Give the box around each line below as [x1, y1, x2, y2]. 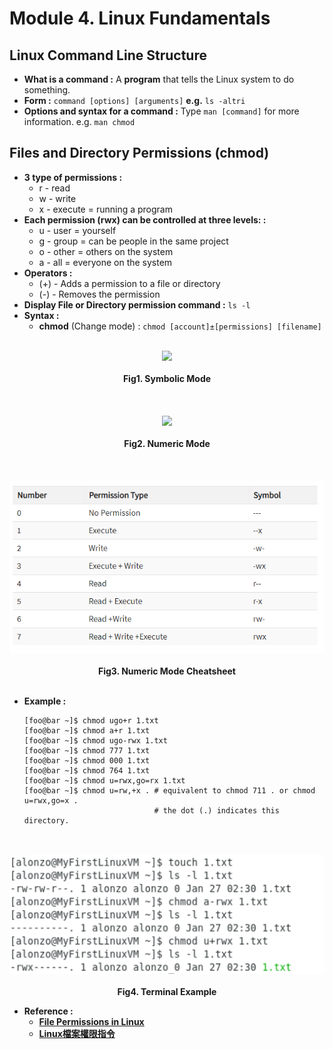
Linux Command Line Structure [9, 47, 207, 64]
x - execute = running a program [38, 203, 173, 215]
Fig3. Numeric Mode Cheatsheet [98, 665, 236, 677]
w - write [38, 192, 77, 204]
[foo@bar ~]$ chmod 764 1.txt [23, 765, 151, 776]
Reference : [23, 1005, 74, 1017]
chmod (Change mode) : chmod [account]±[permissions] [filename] [38, 320, 322, 332]
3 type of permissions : [23, 171, 123, 183]
